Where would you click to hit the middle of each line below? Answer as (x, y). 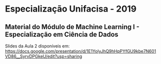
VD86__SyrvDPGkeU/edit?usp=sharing (44, 56)
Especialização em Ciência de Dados (62, 34)
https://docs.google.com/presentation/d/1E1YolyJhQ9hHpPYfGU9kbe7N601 (80, 51)
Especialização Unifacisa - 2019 (71, 9)
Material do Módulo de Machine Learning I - (72, 27)
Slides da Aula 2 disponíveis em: (37, 46)
